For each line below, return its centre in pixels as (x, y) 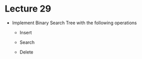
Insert (26, 32)
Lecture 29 (28, 9)
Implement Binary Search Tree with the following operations (74, 23)
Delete (27, 52)
